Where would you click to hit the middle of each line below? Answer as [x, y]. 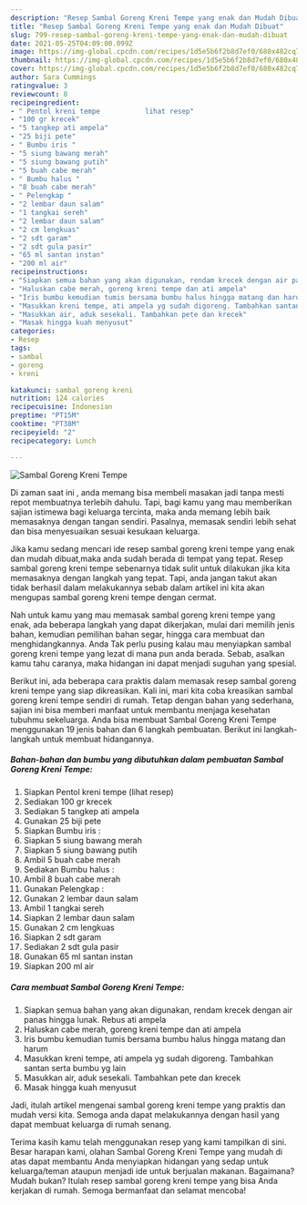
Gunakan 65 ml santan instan [78, 956]
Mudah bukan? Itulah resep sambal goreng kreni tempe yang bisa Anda [144, 1181]
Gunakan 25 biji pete [62, 822]
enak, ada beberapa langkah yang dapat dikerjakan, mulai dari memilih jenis [153, 624]
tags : [20, 348]
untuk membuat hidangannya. [97, 739]
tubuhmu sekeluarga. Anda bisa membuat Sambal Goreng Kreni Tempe [143, 720]
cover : [23, 69]
